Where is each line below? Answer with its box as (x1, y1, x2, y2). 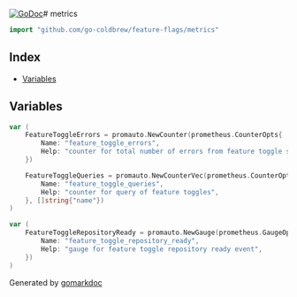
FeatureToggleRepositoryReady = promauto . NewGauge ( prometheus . (25, 228, 263, 238)
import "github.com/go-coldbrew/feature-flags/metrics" (9, 26, 219, 34)
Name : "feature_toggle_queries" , (41, 179, 164, 188)
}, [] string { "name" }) (25, 195, 104, 205)
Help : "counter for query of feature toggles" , (41, 187, 219, 196)
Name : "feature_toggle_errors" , (41, 139, 161, 148)
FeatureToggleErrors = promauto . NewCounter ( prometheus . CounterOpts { (25, 131, 283, 140)
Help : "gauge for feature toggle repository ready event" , (41, 244, 263, 254)
